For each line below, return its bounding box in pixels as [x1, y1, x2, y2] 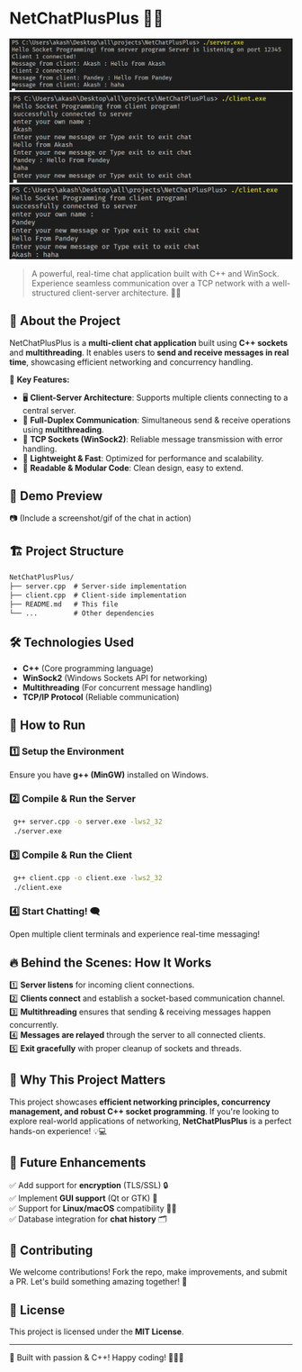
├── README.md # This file [9, 600, 119, 609]
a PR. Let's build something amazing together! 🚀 [9, 1277, 188, 1287]
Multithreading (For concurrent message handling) [22, 682, 213, 693]
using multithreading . [22, 423, 105, 435]
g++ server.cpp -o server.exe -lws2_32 [13, 817, 164, 827]
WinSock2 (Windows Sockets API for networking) [22, 673, 209, 684]
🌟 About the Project [9, 313, 121, 329]
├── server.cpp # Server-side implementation [9, 582, 187, 591]
